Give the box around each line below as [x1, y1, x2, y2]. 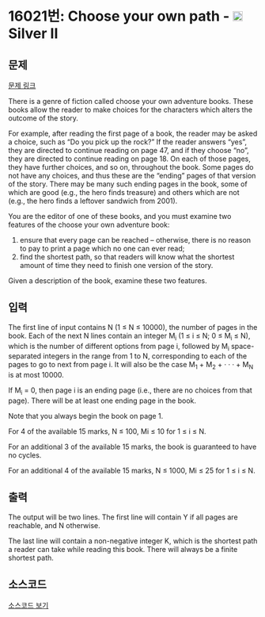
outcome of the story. [8, 113, 79, 123]
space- [230, 341, 255, 351]
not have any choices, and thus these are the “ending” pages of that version [8, 171, 256, 180]
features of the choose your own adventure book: [8, 220, 170, 229]
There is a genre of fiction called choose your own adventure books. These [8, 97, 254, 105]
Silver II [8, 25, 59, 43]
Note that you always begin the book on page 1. [8, 412, 164, 420]
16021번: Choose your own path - [8, 7, 230, 25]
